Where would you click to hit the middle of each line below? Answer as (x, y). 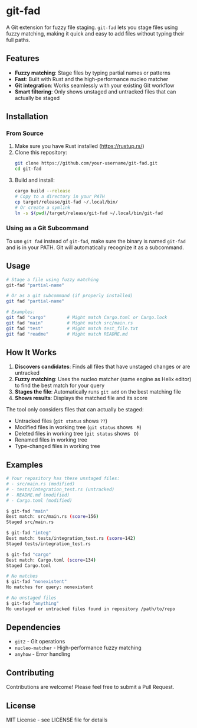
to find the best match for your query (60, 385)
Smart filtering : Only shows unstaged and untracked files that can (95, 91)
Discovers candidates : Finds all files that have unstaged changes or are (102, 367)
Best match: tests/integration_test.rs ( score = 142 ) (71, 539)
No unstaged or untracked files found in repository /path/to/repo (91, 609)
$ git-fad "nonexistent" (37, 582)
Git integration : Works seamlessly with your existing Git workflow (94, 85)
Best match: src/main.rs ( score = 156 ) (52, 517)
